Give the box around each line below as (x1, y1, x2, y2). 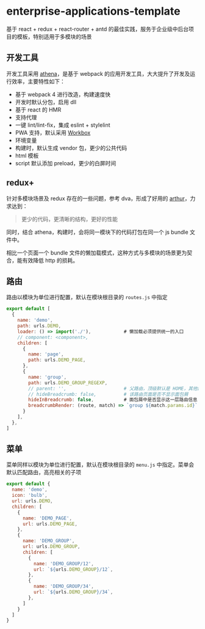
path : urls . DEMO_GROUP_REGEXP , (28, 379, 108, 386)
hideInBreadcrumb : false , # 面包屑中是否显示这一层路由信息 (28, 396, 198, 403)
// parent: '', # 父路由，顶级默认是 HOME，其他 (28, 385, 198, 392)
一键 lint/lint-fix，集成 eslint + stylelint (15, 121, 111, 128)
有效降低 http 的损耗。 (22, 256, 78, 264)
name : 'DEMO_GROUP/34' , (33, 583, 95, 590)
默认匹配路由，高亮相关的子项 (6, 469, 81, 476)
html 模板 (15, 152, 39, 159)
